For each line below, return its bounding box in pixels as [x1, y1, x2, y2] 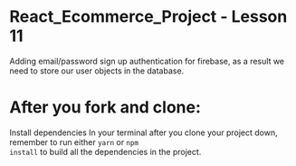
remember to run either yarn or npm [9, 136, 138, 147]
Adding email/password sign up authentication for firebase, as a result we [9, 55, 285, 66]
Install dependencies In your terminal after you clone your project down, [9, 127, 278, 138]
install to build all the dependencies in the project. [9, 146, 202, 157]
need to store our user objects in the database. [9, 65, 185, 76]
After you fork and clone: [9, 97, 202, 118]
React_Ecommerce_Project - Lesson [9, 6, 288, 27]
